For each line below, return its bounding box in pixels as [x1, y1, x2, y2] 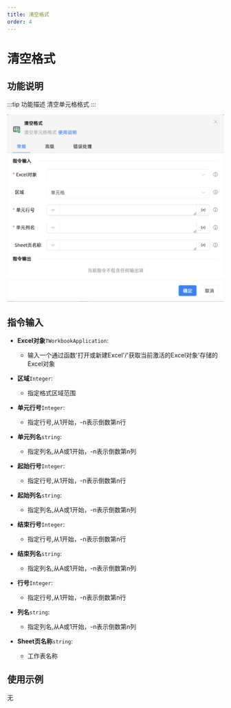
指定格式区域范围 [27, 388, 76, 397]
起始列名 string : [16, 491, 62, 499]
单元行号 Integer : [16, 403, 65, 412]
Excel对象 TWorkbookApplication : [16, 336, 109, 344]
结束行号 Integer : [16, 520, 65, 529]
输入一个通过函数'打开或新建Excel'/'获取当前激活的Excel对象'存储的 [27, 351, 219, 359]
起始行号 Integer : [16, 461, 65, 470]
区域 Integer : [16, 374, 53, 382]
